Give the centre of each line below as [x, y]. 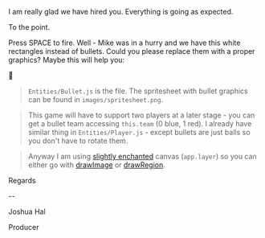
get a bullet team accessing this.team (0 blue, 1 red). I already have [140, 123]
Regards [22, 181]
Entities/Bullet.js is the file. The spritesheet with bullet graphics [138, 91]
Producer [24, 227]
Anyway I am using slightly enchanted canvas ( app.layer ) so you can [142, 156]
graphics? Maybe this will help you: [67, 60]
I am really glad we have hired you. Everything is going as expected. [121, 12]
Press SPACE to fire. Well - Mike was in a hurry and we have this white [124, 43]
